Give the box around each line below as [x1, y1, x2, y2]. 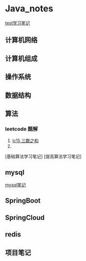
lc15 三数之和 [12, 138, 39, 144]
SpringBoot [5, 197, 41, 205]
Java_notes [5, 3, 54, 14]
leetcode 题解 [5, 125, 38, 132]
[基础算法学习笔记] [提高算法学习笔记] [5, 154, 82, 159]
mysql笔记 [5, 182, 26, 188]
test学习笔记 [5, 20, 30, 26]
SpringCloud [5, 213, 45, 222]
